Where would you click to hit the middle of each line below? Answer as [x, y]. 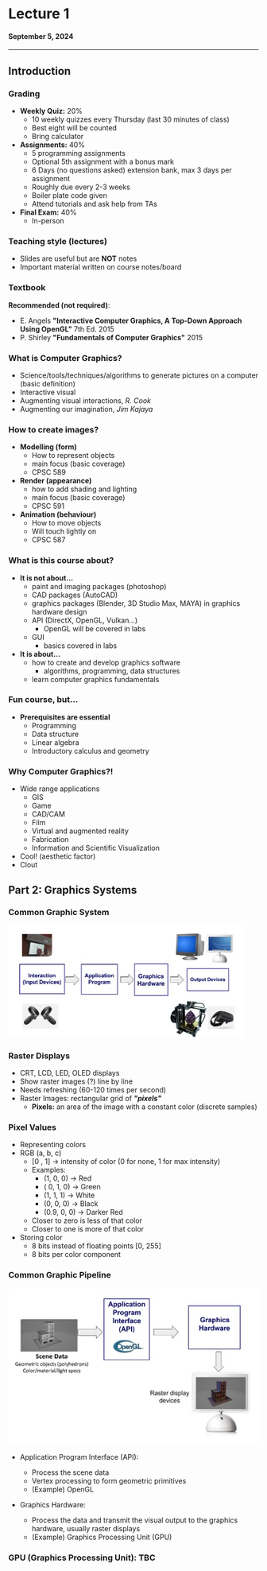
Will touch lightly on [64, 531]
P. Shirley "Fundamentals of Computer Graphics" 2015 [111, 337]
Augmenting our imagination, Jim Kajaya [86, 409]
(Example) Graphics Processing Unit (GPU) [102, 1537]
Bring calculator [58, 137]
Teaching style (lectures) [58, 241]
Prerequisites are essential [65, 717]
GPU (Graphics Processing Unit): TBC [82, 1557]
